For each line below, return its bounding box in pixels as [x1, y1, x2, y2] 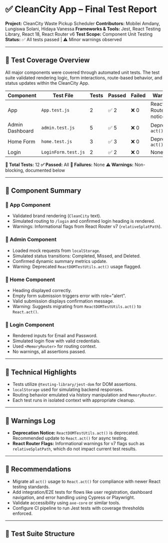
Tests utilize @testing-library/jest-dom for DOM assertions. [12, 381, 137, 387]
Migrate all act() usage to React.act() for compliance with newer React [12, 478, 161, 484]
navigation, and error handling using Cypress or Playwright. [12, 494, 135, 500]
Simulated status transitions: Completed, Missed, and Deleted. [12, 252, 141, 259]
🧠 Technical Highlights [5, 368, 76, 376]
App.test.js [41, 107, 70, 113]
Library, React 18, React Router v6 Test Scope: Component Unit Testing [5, 31, 153, 37]
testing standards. [12, 483, 50, 490]
